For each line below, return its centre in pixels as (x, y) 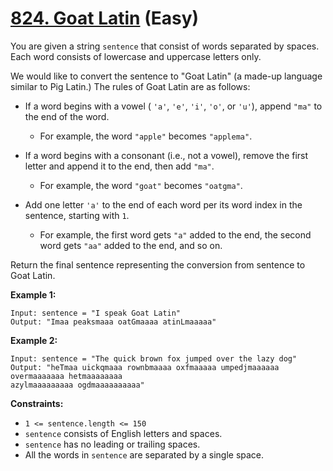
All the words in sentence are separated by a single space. (144, 454)
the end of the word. (67, 116)
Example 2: (34, 340)
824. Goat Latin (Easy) (105, 18)
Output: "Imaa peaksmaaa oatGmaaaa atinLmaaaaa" (113, 322)
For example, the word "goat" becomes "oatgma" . (141, 185)
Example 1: (33, 294)
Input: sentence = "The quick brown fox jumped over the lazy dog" (154, 358)
